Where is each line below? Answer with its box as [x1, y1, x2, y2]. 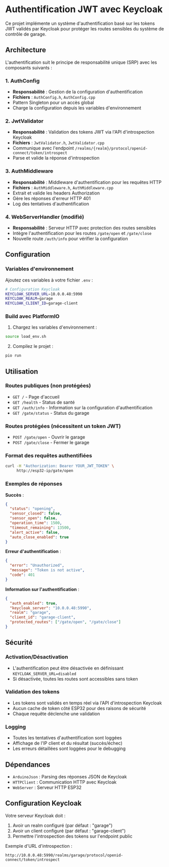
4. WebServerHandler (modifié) [5, 213, 85, 220]
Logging [5, 723, 26, 730]
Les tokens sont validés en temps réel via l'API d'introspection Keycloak [12, 700, 162, 706]
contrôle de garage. [5, 31, 47, 37]
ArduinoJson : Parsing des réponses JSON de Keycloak [12, 773, 128, 779]
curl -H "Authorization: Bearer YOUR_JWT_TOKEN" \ [5, 463, 114, 469]
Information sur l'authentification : [5, 586, 79, 592]
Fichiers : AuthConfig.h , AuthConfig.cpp [12, 94, 96, 100]
